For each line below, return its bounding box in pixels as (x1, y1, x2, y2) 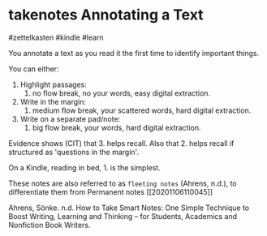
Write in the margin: (19, 97, 87, 106)
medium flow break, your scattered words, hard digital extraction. (32, 105, 252, 115)
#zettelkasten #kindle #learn (8, 32, 104, 42)
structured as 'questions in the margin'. (8, 147, 140, 157)
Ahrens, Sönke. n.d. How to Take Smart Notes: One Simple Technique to (8, 203, 250, 212)
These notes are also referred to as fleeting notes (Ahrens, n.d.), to (8, 178, 237, 188)
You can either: (8, 63, 59, 74)
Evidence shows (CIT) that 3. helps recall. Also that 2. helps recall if (8, 138, 235, 148)
